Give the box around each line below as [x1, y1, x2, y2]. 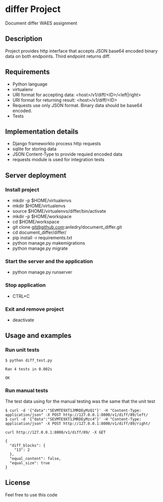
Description [5, 35, 42, 43]
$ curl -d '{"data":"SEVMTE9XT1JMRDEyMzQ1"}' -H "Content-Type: [5, 408, 142, 413]
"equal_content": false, [9, 456, 61, 461]
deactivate [12, 317, 34, 323]
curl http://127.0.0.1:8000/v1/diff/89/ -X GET [5, 429, 106, 435]
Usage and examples [5, 331, 72, 340]
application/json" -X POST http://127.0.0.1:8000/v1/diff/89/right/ [5, 421, 151, 426]
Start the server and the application [5, 258, 93, 265]
